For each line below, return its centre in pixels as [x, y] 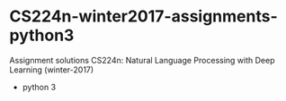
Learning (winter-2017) [52, 70]
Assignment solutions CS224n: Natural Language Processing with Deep [143, 60]
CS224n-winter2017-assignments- [144, 17]
